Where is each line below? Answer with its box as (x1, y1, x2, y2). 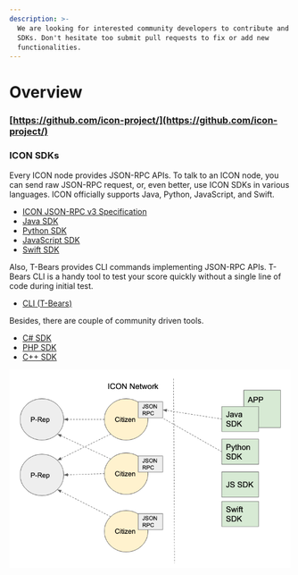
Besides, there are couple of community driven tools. (9, 315, 204, 326)
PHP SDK (21, 342, 57, 352)
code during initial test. (9, 280, 94, 291)
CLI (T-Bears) (21, 298, 73, 309)
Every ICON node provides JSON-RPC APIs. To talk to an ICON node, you (9, 170, 279, 181)
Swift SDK (21, 244, 60, 255)
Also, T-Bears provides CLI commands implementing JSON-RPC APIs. (9, 261, 267, 272)
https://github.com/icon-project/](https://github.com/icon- (12, 114, 278, 127)
